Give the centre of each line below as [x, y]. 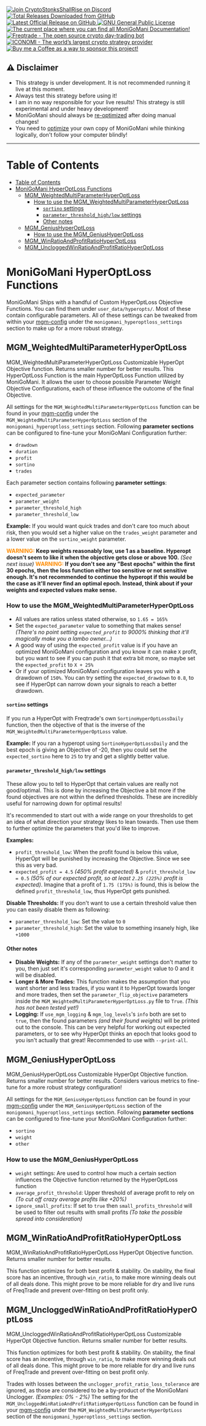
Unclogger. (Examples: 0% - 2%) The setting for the [72, 1397]
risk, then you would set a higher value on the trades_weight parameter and [102, 532]
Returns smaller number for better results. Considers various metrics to [96, 1081]
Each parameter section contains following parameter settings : [87, 482]
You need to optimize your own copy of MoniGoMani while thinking [100, 128]
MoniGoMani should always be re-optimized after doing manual [95, 115]
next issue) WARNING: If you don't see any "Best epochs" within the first [101, 563]
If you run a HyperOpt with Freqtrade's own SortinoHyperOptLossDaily [95, 718]
